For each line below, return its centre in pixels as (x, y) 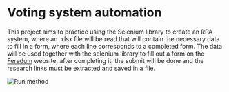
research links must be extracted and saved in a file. (81, 68)
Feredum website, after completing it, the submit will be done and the (106, 60)
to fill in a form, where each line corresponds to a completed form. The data (115, 46)
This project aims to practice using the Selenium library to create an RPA (110, 32)
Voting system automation (84, 13)
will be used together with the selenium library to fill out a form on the (106, 54)
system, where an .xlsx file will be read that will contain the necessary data (113, 38)
